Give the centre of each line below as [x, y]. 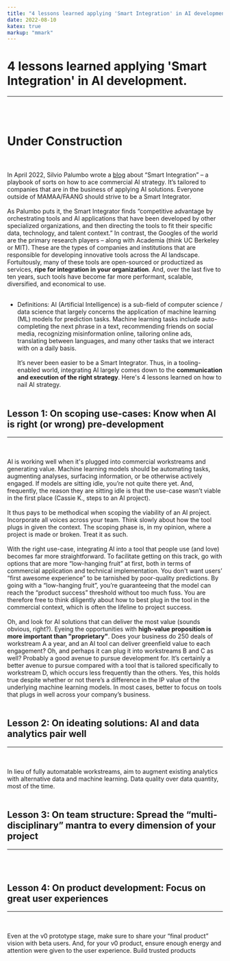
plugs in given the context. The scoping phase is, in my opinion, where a [109, 527]
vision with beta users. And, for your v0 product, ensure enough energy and [114, 943]
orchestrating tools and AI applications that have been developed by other [112, 219]
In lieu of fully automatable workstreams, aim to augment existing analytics [113, 771]
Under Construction [65, 141]
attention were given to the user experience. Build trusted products [102, 951]
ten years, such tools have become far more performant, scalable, [100, 277]
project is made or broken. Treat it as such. [68, 534]
